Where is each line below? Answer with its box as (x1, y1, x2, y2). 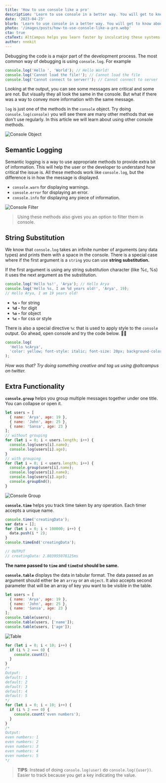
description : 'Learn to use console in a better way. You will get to (5, 12, 154, 17)
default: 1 (5, 675, 28, 680)
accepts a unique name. (5, 507, 54, 513)
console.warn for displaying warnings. (12, 184, 89, 190)
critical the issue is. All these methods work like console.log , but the (5, 169, 144, 176)
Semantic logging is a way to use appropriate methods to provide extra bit (5, 159, 156, 165)
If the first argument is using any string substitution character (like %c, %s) (5, 267, 158, 273)
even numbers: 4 (5, 748, 39, 753)
